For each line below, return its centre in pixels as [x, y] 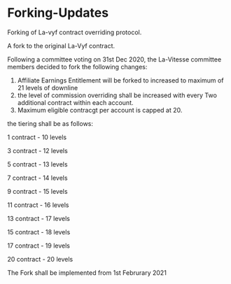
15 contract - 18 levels [39, 232]
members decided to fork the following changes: [77, 66]
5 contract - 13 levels [37, 164]
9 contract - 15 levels [37, 191]
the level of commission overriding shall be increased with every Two [117, 95]
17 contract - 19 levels [38, 246]
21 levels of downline [48, 87]
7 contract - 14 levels [37, 178]
